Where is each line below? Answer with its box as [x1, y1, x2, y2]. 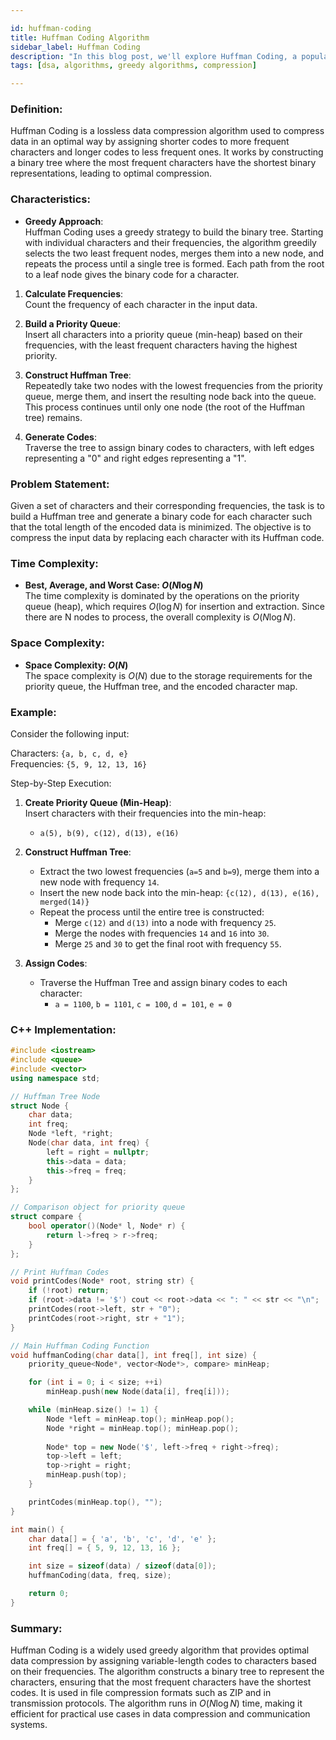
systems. [10, 1719, 48, 1731]
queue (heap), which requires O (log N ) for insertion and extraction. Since [24, 601, 325, 613]
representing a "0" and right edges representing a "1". [24, 452, 247, 464]
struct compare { [10, 1212, 83, 1222]
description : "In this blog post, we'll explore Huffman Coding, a [10, 51, 298, 61]
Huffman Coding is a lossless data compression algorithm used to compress [10, 125, 325, 137]
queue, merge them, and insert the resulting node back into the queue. [24, 390, 317, 402]
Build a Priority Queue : [24, 317, 121, 330]
